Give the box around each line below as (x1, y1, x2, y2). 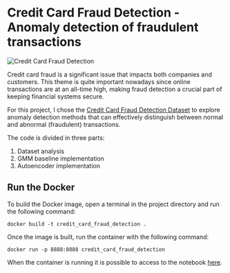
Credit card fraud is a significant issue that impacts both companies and (7, 70, 213, 79)
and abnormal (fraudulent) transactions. (7, 120, 121, 128)
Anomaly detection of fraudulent (7, 19, 199, 35)
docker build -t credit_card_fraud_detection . (7, 221, 147, 228)
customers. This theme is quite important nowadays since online (7, 77, 191, 85)
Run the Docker (7, 181, 75, 194)
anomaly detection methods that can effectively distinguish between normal (7, 112, 223, 121)
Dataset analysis (17, 147, 64, 155)
